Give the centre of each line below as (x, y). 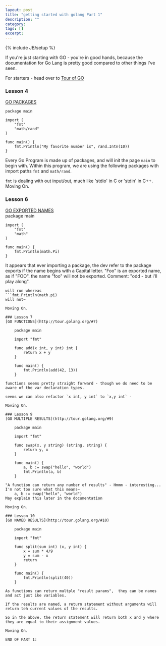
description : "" (22, 19)
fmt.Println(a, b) (43, 472)
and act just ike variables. (36, 595)
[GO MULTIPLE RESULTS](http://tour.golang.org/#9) (60, 419)
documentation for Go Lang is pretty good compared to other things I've (80, 63)
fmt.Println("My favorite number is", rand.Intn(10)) (72, 147)
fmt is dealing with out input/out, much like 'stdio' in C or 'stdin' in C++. (79, 181)
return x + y (37, 352)
